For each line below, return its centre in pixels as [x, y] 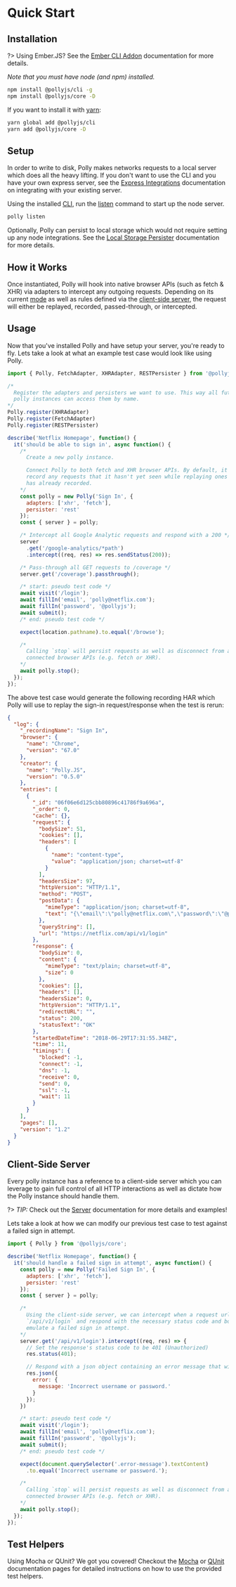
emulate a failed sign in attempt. [78, 1328]
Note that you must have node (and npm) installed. [81, 77]
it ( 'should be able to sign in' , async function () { [92, 444]
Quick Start [41, 13]
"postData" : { [59, 901]
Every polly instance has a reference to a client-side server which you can [114, 1181]
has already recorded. [59, 484]
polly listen [26, 217]
